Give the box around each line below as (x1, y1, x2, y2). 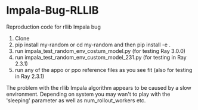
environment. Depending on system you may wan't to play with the (6, 90, 171, 98)
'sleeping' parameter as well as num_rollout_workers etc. (6, 96, 146, 104)
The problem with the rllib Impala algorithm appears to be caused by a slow (6, 84, 192, 91)
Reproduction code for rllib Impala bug (6, 23, 101, 30)
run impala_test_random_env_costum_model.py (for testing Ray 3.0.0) (14, 47, 186, 54)
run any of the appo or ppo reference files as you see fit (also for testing (14, 66, 193, 73)
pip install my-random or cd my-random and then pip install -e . (14, 41, 171, 48)
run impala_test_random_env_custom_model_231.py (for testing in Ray (14, 54, 187, 61)
